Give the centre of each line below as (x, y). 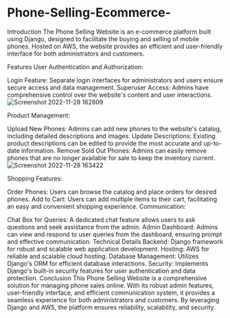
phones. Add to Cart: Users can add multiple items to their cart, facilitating (112, 199)
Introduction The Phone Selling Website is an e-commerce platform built (109, 32)
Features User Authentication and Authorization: (76, 67)
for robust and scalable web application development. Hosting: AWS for (108, 249)
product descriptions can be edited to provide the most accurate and (105, 143)
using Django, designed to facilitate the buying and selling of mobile (103, 38)
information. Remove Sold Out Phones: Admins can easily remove (114, 150)
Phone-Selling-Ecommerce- (89, 13)
